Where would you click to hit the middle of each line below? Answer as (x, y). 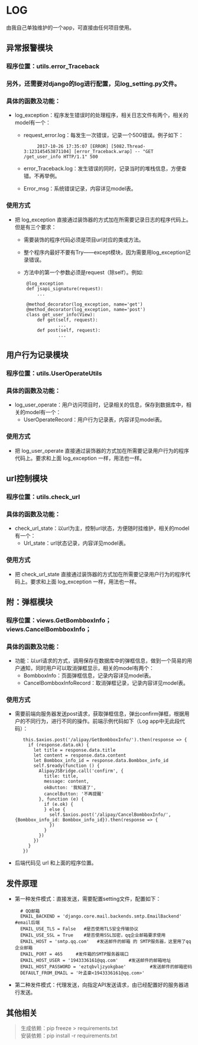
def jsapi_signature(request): (65, 288)
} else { (55, 810)
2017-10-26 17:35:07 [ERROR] (73, 147)
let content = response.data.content (80, 755)
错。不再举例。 (42, 176)
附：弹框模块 (30, 602)
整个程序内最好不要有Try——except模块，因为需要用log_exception (104, 252)
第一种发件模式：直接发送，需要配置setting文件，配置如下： (88, 899)
